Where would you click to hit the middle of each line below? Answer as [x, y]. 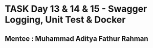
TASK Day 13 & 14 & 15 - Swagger [76, 9]
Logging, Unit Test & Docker [65, 20]
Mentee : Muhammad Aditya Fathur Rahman [77, 39]
